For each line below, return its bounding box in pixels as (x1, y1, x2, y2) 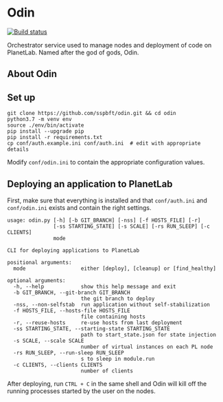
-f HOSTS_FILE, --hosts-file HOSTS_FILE (13, 307, 130, 314)
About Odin (7, 68, 57, 80)
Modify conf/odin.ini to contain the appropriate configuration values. (7, 158, 205, 167)
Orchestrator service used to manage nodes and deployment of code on (7, 41, 212, 49)
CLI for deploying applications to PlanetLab (7, 246, 139, 254)
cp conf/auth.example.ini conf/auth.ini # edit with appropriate (7, 140, 201, 147)
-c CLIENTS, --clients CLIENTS (13, 361, 103, 368)
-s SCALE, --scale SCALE (13, 337, 84, 344)
